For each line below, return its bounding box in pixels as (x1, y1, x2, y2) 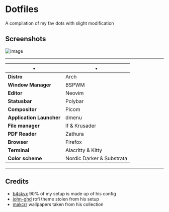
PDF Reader (8, 130, 37, 137)
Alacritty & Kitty (65, 147, 103, 154)
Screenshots (5, 35, 46, 43)
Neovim (65, 89, 84, 96)
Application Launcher (8, 114, 61, 121)
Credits (5, 177, 29, 186)
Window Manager (8, 81, 52, 88)
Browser (8, 138, 29, 145)
